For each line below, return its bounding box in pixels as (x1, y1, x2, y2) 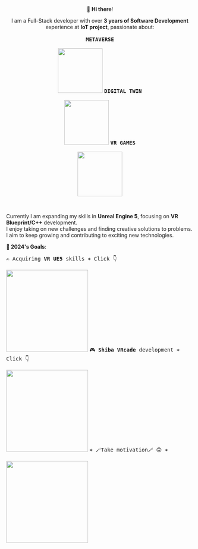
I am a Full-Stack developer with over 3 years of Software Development (11, 17, 189, 24)
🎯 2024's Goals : (6, 243, 46, 250)
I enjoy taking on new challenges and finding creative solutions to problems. (6, 225, 193, 232)
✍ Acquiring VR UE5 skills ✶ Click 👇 (6, 256, 117, 262)
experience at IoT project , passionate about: (45, 24, 155, 30)
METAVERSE (86, 36, 114, 43)
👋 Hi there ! (86, 6, 114, 12)
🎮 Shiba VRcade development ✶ (89, 347, 180, 353)
